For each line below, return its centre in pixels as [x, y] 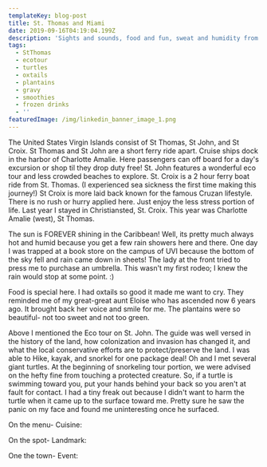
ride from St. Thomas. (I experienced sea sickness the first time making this [132, 184]
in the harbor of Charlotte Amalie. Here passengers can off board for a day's [133, 159]
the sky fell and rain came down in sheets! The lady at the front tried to [124, 259]
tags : [17, 46]
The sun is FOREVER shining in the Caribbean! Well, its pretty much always [131, 234]
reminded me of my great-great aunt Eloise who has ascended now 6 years [132, 300]
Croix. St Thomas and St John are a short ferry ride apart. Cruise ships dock [133, 150]
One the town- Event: [43, 455]
